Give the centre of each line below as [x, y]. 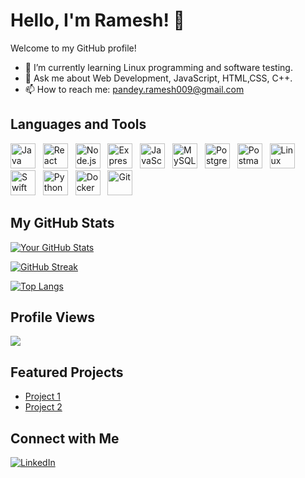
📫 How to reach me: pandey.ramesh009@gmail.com [134, 89]
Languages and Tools [78, 124]
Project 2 [43, 407]
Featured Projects [67, 372]
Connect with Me [65, 438]
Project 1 [42, 396]
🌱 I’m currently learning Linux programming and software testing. [158, 67]
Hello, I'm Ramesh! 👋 [97, 20]
